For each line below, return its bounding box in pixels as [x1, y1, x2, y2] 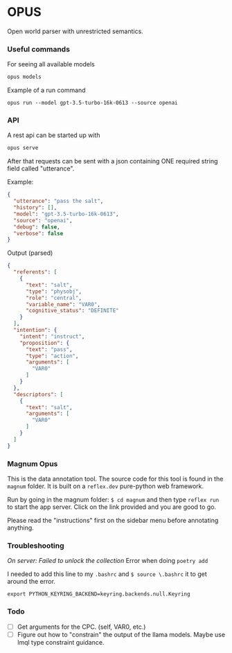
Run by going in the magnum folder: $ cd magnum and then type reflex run [7, 495, 220, 503]
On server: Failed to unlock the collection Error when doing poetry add [7, 557, 208, 565]
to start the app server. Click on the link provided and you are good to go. [7, 503, 217, 511]
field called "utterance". [7, 164, 75, 173]
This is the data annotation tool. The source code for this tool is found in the [7, 474, 224, 483]
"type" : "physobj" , [25, 288, 82, 295]
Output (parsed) [7, 249, 53, 257]
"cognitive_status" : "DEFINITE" [25, 307, 119, 314]
